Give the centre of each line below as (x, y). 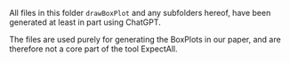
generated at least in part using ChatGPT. (85, 22)
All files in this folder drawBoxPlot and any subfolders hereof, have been (140, 13)
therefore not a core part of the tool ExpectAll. (93, 49)
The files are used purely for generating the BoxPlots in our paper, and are (145, 39)
